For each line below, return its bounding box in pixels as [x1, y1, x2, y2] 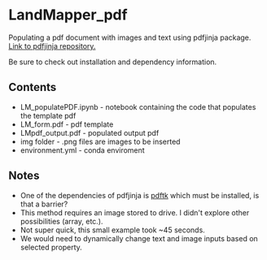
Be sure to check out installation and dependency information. [8, 57, 217, 67]
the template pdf [20, 110, 77, 120]
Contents [8, 80, 57, 94]
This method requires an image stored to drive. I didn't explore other [20, 207, 250, 217]
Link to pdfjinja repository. [8, 41, 96, 50]
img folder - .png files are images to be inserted [20, 136, 181, 146]
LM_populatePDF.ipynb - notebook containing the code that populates [20, 102, 256, 111]
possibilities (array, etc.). [20, 216, 103, 226]
